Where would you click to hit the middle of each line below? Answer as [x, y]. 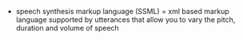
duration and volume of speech [68, 28]
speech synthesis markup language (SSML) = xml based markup [122, 11]
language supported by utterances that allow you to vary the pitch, [125, 20]
